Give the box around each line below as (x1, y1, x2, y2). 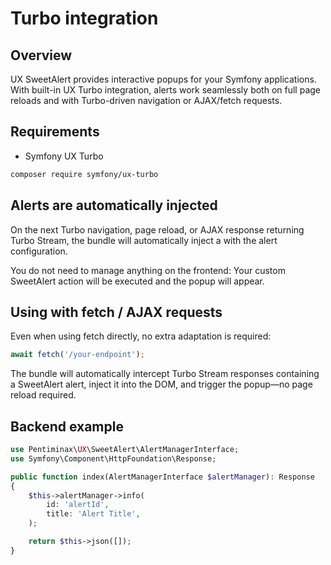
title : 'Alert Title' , (46, 509, 141, 519)
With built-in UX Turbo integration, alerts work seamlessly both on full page (10, 84, 321, 96)
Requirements (10, 123, 100, 141)
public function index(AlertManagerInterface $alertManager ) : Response (10, 472, 315, 482)
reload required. (10, 389, 77, 401)
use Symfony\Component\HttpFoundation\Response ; (10, 453, 217, 464)
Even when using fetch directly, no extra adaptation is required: (10, 330, 272, 342)
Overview (10, 47, 73, 64)
